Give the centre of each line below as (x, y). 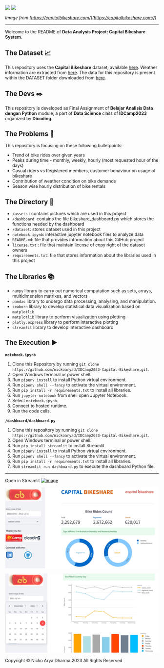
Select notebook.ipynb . (35, 400)
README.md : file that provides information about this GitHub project (78, 240)
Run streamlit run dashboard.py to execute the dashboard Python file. (83, 466)
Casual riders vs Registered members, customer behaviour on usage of (84, 171)
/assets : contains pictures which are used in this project (69, 214)
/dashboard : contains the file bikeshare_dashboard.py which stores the (83, 219)
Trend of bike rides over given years (49, 155)
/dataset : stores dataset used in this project (56, 229)
